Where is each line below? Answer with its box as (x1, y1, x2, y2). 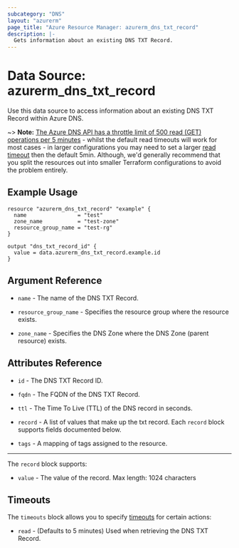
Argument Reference (7, 275, 102, 287)
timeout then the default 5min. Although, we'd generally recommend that (7, 151, 221, 159)
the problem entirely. (7, 166, 68, 175)
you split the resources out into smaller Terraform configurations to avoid (7, 158, 222, 167)
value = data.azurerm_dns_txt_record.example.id (14, 249, 161, 256)
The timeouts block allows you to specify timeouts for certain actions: (7, 513, 212, 522)
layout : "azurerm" (7, 17, 62, 24)
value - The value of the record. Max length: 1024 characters (17, 473, 197, 482)
